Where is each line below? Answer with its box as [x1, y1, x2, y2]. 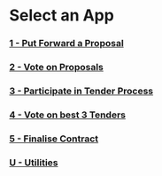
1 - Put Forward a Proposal [9, 37, 124, 50]
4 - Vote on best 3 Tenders [9, 108, 127, 121]
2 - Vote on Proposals [9, 61, 104, 74]
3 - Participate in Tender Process [9, 84, 153, 97]
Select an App [9, 5, 115, 26]
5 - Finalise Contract [9, 132, 99, 145]
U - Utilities [9, 156, 58, 169]
